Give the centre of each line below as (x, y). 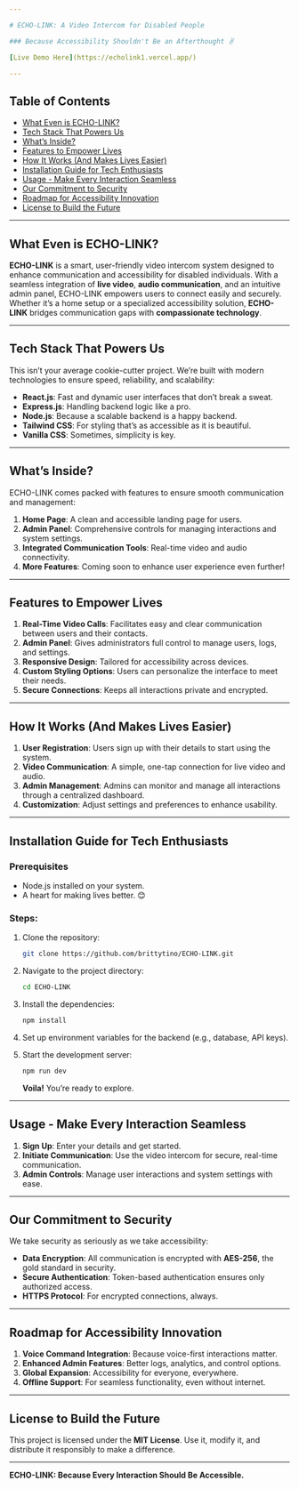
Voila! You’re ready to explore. (78, 1088)
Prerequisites (39, 866)
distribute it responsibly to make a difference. (92, 1449)
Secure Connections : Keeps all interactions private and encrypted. (145, 690)
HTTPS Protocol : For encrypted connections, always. (120, 1296)
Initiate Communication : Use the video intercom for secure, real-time (150, 1155)
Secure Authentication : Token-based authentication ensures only (143, 1277)
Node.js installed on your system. (83, 885)
